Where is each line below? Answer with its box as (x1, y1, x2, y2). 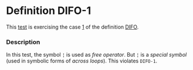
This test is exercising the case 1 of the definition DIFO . (6, 23, 139, 30)
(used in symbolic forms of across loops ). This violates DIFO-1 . (6, 57, 157, 65)
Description (6, 38, 40, 46)
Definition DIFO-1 (6, 4, 92, 17)
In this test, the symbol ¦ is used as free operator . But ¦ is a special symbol (6, 51, 187, 58)
